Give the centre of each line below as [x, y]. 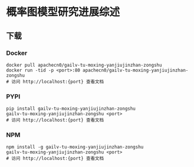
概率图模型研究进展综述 [63, 12]
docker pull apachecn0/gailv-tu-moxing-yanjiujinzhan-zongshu [84, 65]
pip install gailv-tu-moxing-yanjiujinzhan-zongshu [71, 109]
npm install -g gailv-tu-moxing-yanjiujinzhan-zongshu [75, 147]
